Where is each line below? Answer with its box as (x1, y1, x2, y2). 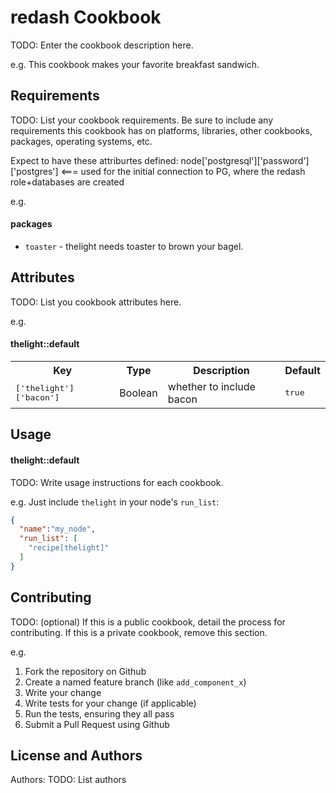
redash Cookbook (10, 6, 162, 29)
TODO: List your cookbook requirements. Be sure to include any (10, 114, 274, 126)
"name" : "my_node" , (19, 524, 97, 535)
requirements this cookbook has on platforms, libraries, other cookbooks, (10, 124, 313, 136)
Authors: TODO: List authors (10, 774, 127, 786)
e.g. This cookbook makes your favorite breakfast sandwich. (10, 58, 260, 70)
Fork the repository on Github (24, 665, 147, 677)
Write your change (24, 686, 102, 698)
